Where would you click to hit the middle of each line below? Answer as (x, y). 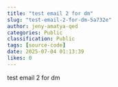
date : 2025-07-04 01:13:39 (46, 52)
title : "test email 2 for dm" (50, 13)
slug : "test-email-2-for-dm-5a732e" (59, 20)
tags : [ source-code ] (37, 45)
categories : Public (35, 33)
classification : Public (41, 39)
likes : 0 (20, 58)
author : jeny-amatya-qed (43, 26)
